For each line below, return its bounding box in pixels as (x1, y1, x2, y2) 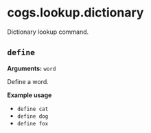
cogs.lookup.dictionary (7, 5, 144, 21)
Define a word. (7, 77, 49, 85)
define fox (16, 120, 49, 127)
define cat (16, 105, 49, 112)
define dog (16, 112, 49, 120)
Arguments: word (7, 64, 56, 72)
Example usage (7, 91, 52, 99)
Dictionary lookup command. (7, 28, 89, 36)
